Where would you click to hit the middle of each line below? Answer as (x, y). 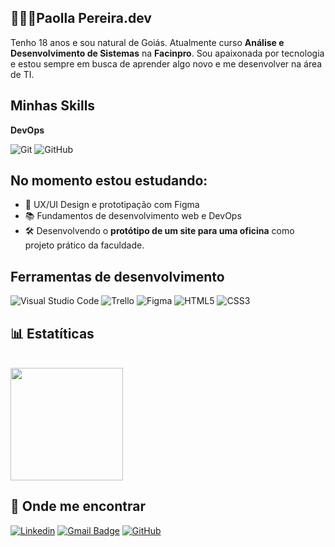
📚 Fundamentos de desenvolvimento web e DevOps (133, 216)
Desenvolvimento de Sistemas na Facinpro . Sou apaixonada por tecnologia (167, 53)
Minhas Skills (53, 106)
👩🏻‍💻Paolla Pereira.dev (81, 18)
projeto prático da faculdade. (84, 245)
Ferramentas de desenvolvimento (117, 276)
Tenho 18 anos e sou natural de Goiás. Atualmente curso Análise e (147, 42)
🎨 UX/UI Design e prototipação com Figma (112, 205)
